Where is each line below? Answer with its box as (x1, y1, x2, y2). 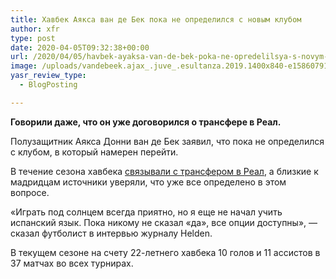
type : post (10, 33, 56, 43)
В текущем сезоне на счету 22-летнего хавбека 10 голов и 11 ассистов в (10, 246, 321, 258)
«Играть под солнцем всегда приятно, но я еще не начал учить (10, 206, 283, 218)
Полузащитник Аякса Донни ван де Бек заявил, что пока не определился (10, 135, 325, 147)
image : (10, 61, 38, 71)
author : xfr (10, 24, 60, 34)
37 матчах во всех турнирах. (10, 257, 134, 269)
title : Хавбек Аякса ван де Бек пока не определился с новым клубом (10, 14, 302, 25)
